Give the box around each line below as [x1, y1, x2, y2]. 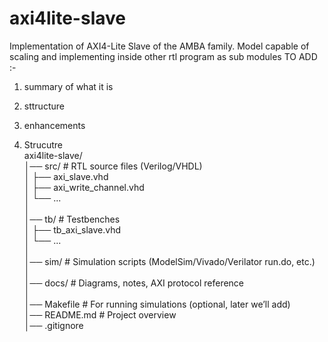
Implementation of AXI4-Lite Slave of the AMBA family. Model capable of [9, 40, 310, 52]
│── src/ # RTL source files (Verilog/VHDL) [23, 160, 203, 172]
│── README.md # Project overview [23, 308, 177, 321]
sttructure [23, 100, 65, 112]
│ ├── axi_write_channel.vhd [23, 181, 145, 193]
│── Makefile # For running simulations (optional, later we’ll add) [23, 298, 291, 310]
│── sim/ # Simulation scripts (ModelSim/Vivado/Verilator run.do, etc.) [23, 255, 316, 267]
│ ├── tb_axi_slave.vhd [23, 223, 122, 236]
